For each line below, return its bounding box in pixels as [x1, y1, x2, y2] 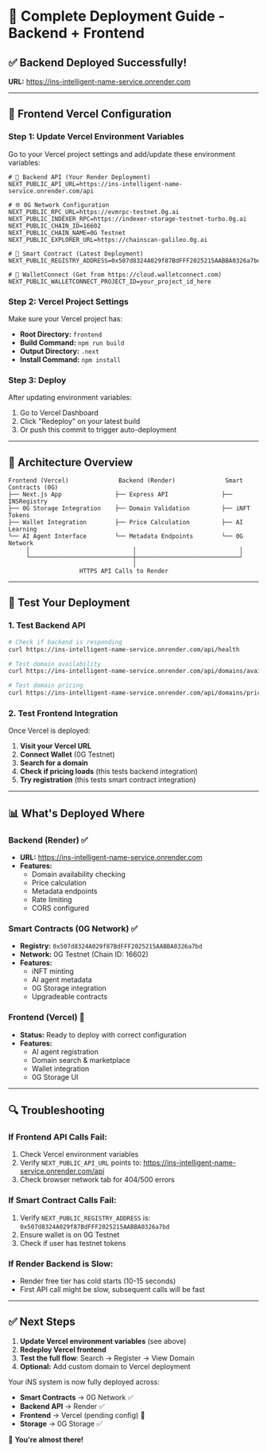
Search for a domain [19, 758, 89, 768]
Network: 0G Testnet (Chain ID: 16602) [19, 950, 149, 960]
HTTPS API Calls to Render [79, 567, 169, 575]
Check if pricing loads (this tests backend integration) [19, 767, 199, 777]
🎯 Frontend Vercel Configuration [8, 107, 172, 121]
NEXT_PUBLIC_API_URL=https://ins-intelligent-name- [8, 180, 183, 188]
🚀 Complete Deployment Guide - [8, 7, 225, 25]
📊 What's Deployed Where [8, 807, 145, 820]
